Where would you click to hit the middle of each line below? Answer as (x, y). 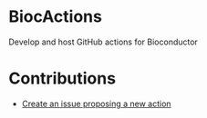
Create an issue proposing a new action (96, 103)
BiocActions (55, 17)
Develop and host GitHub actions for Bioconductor (103, 42)
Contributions (62, 79)
